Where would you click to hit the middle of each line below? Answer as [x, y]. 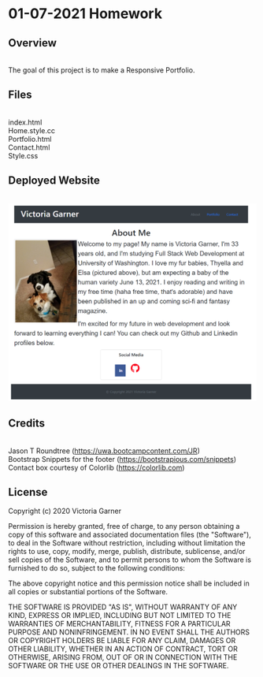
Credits [27, 424]
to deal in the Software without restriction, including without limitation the [127, 543]
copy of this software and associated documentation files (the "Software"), [130, 535]
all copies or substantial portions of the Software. [88, 592]
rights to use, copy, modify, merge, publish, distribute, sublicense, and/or [127, 552]
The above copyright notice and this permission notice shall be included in [129, 583]
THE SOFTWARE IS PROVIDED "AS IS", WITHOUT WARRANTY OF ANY [123, 607]
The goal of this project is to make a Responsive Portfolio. [102, 70]
